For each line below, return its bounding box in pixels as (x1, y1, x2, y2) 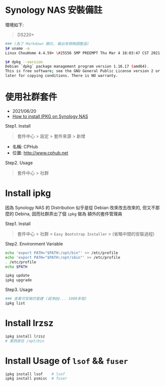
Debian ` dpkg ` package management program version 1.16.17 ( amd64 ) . (5, 64, 149, 69)
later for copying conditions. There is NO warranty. (5, 73, 119, 78)
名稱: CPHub (12, 144, 39, 149)
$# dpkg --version (5, 59, 43, 64)
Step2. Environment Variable (5, 241, 63, 246)
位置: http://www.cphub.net (12, 150, 69, 156)
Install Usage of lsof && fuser (5, 355, 128, 366)
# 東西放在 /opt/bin (5, 338, 44, 343)
